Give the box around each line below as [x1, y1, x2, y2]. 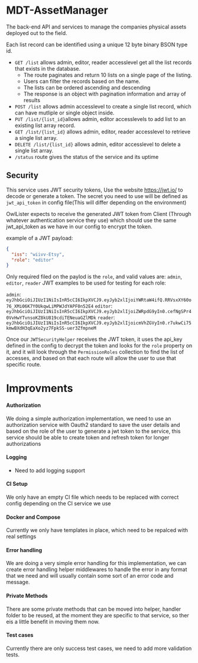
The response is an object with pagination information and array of [23, 90, 186, 97]
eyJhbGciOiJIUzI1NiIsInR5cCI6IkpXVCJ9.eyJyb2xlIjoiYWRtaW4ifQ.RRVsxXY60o [6, 297, 192, 303]
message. [6, 579, 30, 586]
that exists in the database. [14, 65, 81, 72]
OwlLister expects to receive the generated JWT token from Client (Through [6, 210, 191, 217]
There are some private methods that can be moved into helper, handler [6, 605, 181, 613]
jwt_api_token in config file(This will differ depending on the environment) [6, 199, 187, 206]
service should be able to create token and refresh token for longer [6, 434, 170, 441]
